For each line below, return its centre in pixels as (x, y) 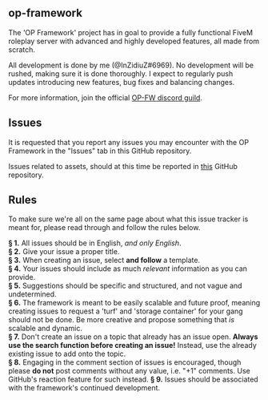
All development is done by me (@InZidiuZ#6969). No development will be (131, 65)
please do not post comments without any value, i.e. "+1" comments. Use (129, 371)
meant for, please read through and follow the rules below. (104, 228)
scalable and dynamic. (45, 329)
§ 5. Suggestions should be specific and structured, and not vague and (125, 286)
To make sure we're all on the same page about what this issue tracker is (128, 219)
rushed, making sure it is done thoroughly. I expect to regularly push (121, 73)
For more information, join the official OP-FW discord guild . (105, 97)
